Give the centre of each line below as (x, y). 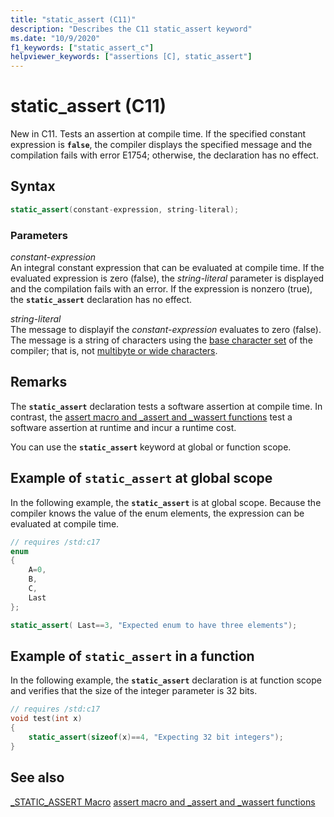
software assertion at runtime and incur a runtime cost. (123, 427)
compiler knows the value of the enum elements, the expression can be (157, 513)
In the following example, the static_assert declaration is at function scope (166, 680)
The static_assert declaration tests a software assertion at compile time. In (166, 406)
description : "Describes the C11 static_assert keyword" (131, 29)
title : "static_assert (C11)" (73, 19)
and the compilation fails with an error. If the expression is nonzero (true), (161, 289)
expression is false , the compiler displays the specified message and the (161, 145)
